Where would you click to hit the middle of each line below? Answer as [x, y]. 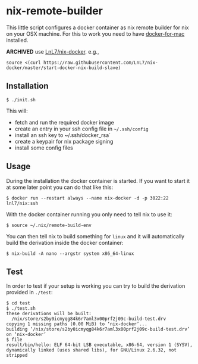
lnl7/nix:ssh [22, 203]
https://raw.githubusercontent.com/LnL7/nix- [101, 63]
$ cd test [18, 303]
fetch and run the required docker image [64, 122]
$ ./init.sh [21, 99]
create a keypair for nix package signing [64, 141]
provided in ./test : [29, 293]
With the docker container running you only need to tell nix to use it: [89, 214]
